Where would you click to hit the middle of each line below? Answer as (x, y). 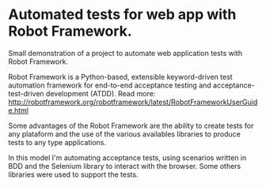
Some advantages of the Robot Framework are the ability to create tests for (131, 125)
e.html (19, 110)
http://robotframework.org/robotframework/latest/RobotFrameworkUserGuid (133, 102)
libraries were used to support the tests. (73, 174)
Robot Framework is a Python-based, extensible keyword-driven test (120, 77)
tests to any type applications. (57, 142)
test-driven (27, 93)
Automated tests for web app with (122, 15)
